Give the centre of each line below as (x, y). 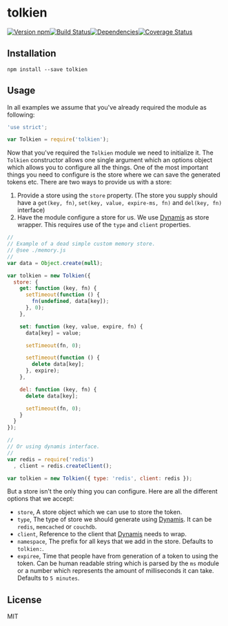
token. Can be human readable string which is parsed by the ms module (118, 563)
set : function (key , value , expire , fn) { (81, 326)
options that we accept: (41, 499)
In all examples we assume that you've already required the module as (107, 107)
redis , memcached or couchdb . (57, 527)
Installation (32, 53)
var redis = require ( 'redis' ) (51, 459)
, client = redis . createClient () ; (63, 466)
